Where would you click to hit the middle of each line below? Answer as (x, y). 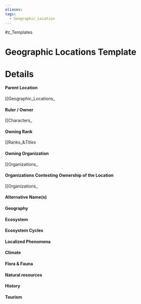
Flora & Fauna (19, 264)
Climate (13, 253)
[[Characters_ (19, 120)
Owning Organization (27, 153)
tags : (10, 14)
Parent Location (21, 88)
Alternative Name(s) (26, 197)
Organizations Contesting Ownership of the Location (59, 176)
